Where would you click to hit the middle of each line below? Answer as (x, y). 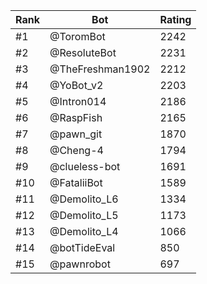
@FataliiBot (76, 182)
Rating (175, 19)
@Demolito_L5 (84, 215)
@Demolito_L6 (84, 199)
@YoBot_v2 (76, 85)
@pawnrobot (80, 264)
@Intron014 (78, 101)
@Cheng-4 (76, 150)
